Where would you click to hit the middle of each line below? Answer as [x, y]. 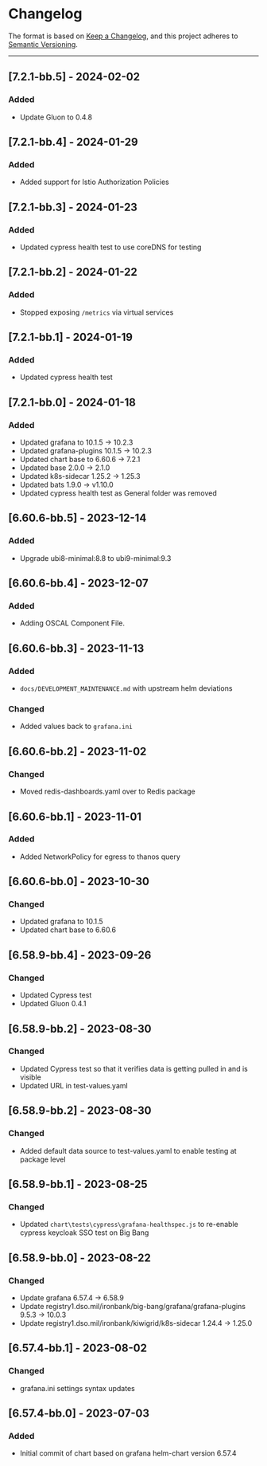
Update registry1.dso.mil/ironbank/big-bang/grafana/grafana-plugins [133, 1306]
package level [43, 1159]
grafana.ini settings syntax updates [77, 1388]
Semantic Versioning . [43, 44]
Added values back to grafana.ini [76, 727]
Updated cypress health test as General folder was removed [118, 493]
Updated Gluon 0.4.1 [53, 1004]
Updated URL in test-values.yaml [74, 1085]
